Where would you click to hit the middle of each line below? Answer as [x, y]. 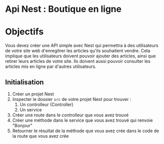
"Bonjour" [22, 125]
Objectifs [24, 32]
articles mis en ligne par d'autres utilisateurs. [51, 67]
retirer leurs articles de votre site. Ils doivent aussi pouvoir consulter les [78, 61]
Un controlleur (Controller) [46, 104]
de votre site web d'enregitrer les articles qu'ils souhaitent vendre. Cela [78, 51]
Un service [31, 109]
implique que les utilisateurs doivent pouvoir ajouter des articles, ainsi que [81, 56]
